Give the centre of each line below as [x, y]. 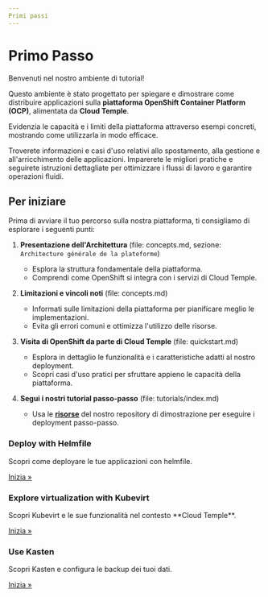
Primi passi [28, 16]
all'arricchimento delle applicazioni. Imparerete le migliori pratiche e [121, 159]
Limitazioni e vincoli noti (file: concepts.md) [94, 293]
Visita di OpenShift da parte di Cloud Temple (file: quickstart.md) [129, 342]
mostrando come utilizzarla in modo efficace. [83, 135]
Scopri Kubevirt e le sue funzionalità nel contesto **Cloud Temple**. [122, 515]
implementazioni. [60, 317]
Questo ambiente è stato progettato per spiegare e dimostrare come [122, 93]
